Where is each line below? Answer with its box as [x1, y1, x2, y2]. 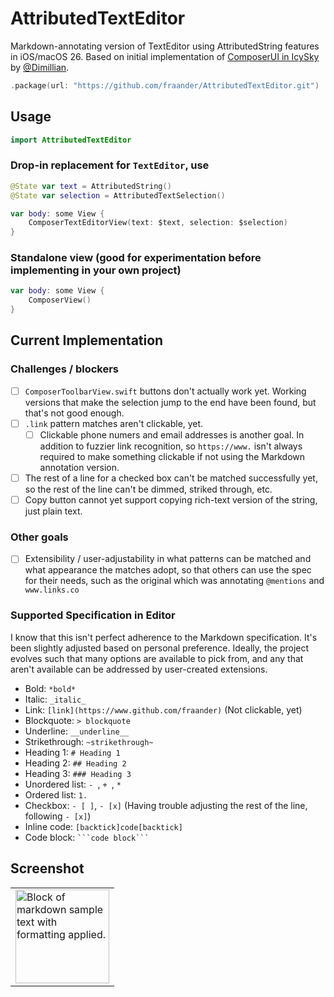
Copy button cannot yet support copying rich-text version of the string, [24, 494, 318, 506]
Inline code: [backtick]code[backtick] [24, 820, 183, 832]
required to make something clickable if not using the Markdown [39, 450, 306, 462]
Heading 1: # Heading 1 [24, 746, 121, 758]
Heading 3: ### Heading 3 [24, 767, 132, 779]
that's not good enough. [24, 407, 125, 419]
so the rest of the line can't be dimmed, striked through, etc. [24, 483, 273, 496]
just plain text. [24, 505, 83, 517]
